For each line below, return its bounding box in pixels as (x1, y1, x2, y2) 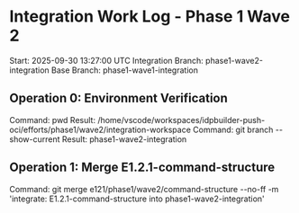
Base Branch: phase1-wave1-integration (50, 65, 198, 75)
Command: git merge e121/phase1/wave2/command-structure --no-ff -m (9, 183, 279, 194)
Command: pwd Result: (9, 114, 96, 125)
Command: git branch (193, 124, 274, 135)
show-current (9, 133, 60, 145)
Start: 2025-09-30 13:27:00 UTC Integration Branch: (9, 55, 204, 66)
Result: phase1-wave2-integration (61, 133, 187, 145)
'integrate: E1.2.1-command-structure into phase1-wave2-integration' (9, 193, 266, 204)
